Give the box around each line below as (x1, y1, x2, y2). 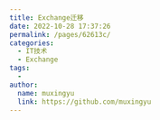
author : (9, 80, 39, 89)
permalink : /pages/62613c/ (9, 30, 111, 39)
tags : (9, 64, 30, 73)
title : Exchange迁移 (9, 13, 84, 23)
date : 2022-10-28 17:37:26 (9, 22, 111, 31)
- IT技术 (17, 47, 48, 56)
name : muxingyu (17, 88, 75, 97)
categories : (9, 38, 54, 48)
